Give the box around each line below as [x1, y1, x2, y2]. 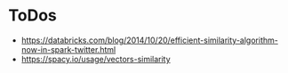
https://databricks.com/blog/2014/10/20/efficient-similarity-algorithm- [20, 35, 279, 45]
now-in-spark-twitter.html [20, 44, 116, 54]
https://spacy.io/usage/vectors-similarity [20, 53, 171, 64]
